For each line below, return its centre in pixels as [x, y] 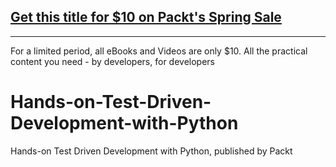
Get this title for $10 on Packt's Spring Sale [146, 17]
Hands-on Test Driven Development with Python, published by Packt [151, 151]
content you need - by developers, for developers [112, 61]
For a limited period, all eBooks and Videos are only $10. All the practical [159, 51]
